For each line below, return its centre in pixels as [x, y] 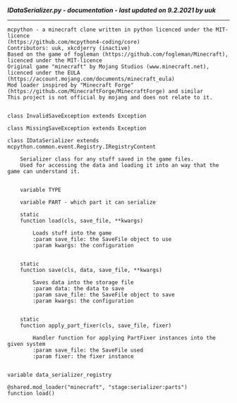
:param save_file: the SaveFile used [88, 350]
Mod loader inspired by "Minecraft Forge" [71, 85]
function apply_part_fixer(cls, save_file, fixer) [96, 325]
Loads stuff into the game [72, 233]
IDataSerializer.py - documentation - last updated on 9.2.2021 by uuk [112, 10]
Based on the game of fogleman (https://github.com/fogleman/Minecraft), [118, 54]
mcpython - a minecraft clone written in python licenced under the [110, 30]
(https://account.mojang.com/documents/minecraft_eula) [91, 79]
